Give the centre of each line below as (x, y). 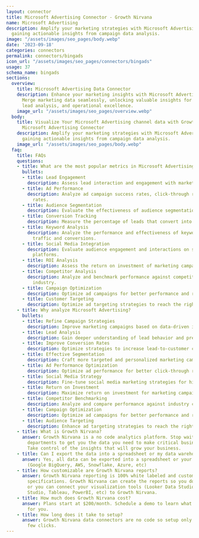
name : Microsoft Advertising (42, 23)
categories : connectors (36, 51)
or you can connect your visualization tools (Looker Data (102, 487)
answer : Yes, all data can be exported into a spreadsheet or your (107, 459)
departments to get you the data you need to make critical (103, 443)
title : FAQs (31, 155)
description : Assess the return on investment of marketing (103, 266)
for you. (38, 509)
